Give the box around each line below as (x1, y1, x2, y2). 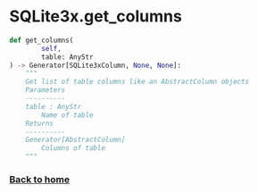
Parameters (25, 86, 66, 95)
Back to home (9, 172, 70, 185)
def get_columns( (9, 36, 74, 45)
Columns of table (41, 144, 105, 153)
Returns (25, 119, 54, 128)
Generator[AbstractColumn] (25, 136, 126, 145)
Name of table (41, 110, 94, 120)
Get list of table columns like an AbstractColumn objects (25, 78, 250, 87)
